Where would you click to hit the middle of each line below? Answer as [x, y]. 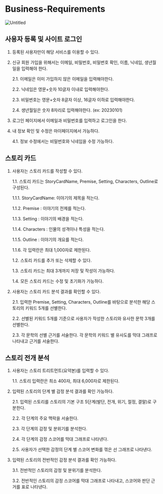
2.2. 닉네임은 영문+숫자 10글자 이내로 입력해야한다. [61, 89]
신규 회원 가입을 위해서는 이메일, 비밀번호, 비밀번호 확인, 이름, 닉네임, [78, 62]
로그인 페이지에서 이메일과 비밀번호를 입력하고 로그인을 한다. [70, 120]
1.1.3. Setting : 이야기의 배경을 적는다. [48, 218]
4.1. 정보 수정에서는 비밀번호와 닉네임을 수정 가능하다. [63, 141]
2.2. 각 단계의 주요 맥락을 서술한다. [45, 418]
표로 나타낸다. [34, 487]
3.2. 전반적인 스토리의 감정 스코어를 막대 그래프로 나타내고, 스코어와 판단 [81, 481]
